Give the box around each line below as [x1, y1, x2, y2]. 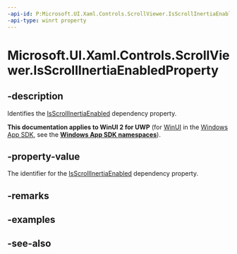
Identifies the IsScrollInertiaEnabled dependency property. [7, 109, 177, 117]
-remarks [7, 190, 49, 202]
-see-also [7, 238, 51, 250]
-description [7, 90, 63, 102]
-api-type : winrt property [7, 17, 87, 24]
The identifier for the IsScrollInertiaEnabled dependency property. [7, 169, 199, 178]
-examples [7, 214, 56, 226]
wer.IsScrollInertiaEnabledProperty [7, 62, 219, 78]
